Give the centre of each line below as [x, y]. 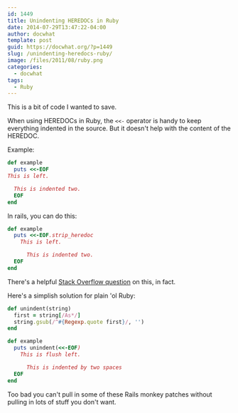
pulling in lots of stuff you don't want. [62, 402]
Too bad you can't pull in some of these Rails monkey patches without [110, 394]
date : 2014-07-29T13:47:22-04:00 [57, 27]
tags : [15, 80]
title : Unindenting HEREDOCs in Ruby [63, 21]
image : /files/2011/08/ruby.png [55, 61]
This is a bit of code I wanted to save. [62, 107]
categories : [25, 67]
